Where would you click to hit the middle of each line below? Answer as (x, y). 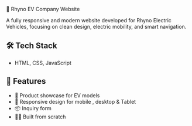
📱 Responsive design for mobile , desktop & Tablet (75, 101)
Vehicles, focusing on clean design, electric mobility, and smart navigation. (96, 27)
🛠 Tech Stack (32, 46)
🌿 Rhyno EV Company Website (43, 9)
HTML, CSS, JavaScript (43, 63)
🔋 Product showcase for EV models (57, 95)
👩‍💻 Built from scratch (40, 117)
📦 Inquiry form (33, 108)
